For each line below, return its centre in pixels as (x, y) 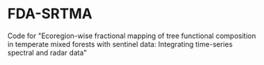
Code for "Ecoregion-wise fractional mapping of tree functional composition (132, 36)
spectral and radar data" (48, 52)
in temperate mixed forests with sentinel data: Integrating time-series (120, 44)
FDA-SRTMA (50, 14)
